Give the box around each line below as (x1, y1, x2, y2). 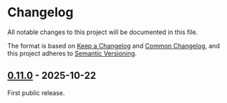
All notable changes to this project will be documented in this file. (7, 28, 199, 36)
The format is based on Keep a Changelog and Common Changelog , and (7, 41, 220, 50)
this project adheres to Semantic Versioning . (7, 49, 137, 58)
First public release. (7, 88, 65, 97)
